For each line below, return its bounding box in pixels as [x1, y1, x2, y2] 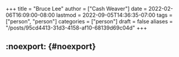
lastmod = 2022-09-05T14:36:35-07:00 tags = [56, 11, 173, 19]
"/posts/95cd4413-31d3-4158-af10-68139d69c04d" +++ [5, 24, 148, 31]
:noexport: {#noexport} [5, 41, 96, 52]
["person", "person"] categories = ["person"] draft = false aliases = [5, 18, 173, 25]
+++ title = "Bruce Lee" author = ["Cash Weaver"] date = [5, 5, 148, 12]
